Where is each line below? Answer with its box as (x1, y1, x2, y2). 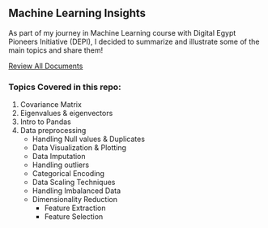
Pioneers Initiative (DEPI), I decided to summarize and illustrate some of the (8, 37, 260, 46)
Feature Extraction (44, 203, 106, 213)
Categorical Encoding (32, 169, 105, 179)
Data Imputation (32, 152, 87, 161)
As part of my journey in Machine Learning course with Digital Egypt (8, 28, 236, 37)
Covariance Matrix (19, 100, 83, 110)
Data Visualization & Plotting (32, 143, 127, 153)
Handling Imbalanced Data (32, 186, 121, 196)
